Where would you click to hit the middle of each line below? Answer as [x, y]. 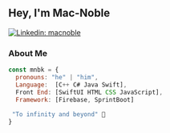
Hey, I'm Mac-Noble [59, 13]
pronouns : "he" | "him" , [57, 77]
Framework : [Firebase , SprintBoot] [75, 99]
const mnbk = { [34, 70]
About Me [28, 53]
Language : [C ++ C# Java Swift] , [71, 85]
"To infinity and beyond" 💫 [59, 115]
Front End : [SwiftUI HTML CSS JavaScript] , [89, 92]
